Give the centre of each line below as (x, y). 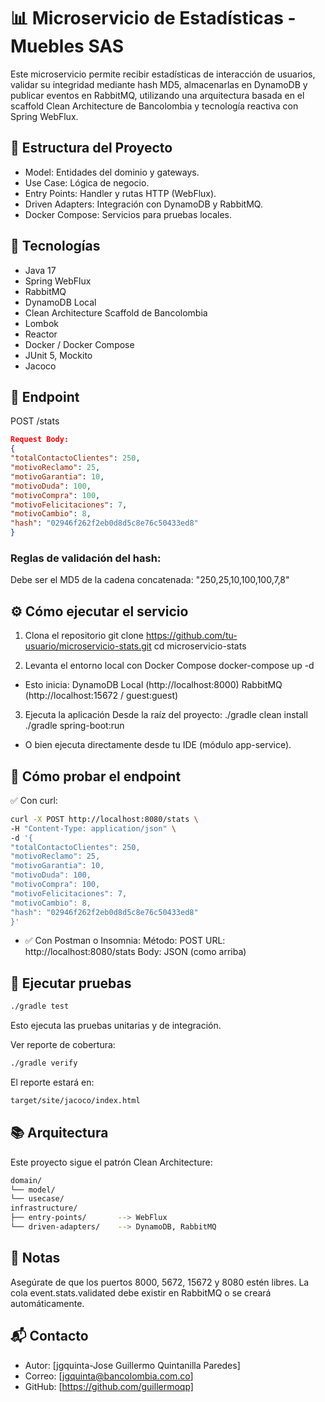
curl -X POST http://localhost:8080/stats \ (104, 819)
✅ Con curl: (34, 800)
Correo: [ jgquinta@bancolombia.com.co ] (109, 1376)
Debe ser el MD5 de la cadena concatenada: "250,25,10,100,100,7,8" (150, 580)
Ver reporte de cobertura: (63, 1045)
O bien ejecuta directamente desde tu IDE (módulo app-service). (158, 745)
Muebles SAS (67, 46)
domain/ (26, 1180)
